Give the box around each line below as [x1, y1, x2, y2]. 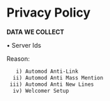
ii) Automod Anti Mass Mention [13, 74, 104, 81]
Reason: [6, 54, 31, 63]
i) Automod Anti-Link [15, 68, 79, 75]
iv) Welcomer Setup [13, 87, 70, 94]
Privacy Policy [6, 5, 91, 21]
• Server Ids [6, 41, 42, 49]
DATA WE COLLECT [6, 28, 65, 36]
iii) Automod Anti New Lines [9, 81, 95, 88]
